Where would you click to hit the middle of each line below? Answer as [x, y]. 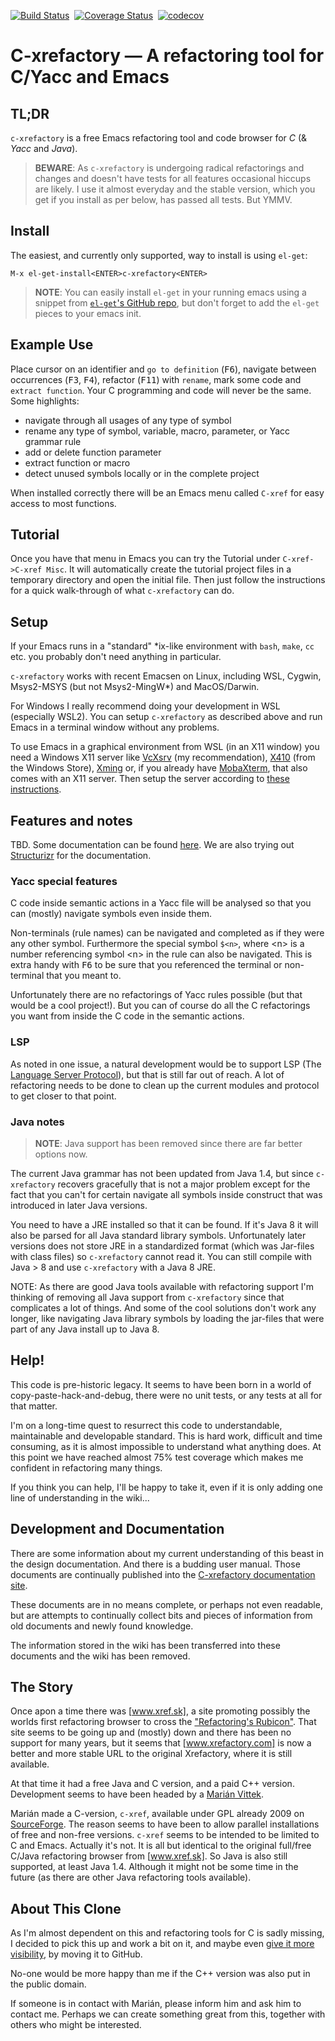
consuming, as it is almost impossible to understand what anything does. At [166, 1446]
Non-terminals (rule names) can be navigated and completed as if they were [167, 933]
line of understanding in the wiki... [80, 1497]
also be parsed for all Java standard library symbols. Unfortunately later [158, 1235]
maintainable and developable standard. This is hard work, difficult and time [166, 1436]
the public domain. [48, 1984]
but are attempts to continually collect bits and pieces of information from [161, 1615]
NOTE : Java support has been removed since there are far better [168, 1143]
